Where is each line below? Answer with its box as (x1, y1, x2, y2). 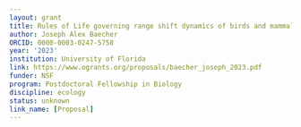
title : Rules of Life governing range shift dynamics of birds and (9, 21, 267, 30)
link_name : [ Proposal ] (9, 105, 94, 114)
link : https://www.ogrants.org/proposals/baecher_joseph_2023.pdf (9, 63, 262, 72)
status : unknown (9, 96, 70, 106)
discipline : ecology (9, 88, 87, 97)
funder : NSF (9, 72, 54, 80)
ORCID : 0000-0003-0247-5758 (9, 38, 115, 47)
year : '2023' (9, 47, 58, 55)
